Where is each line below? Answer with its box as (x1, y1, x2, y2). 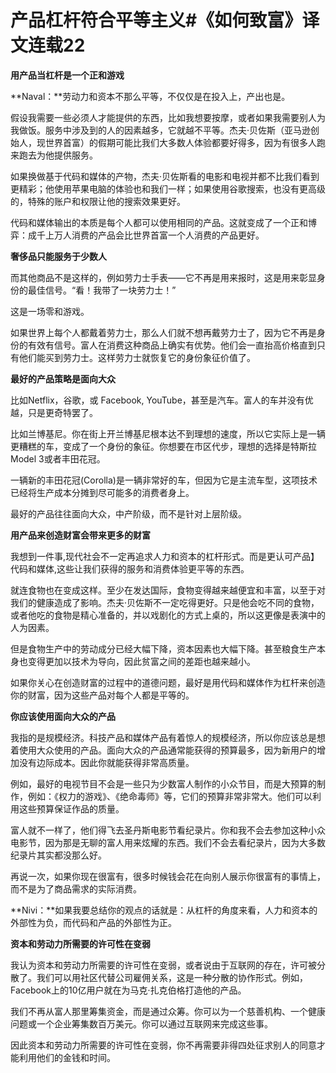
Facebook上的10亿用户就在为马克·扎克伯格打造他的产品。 (10, 984, 247, 996)
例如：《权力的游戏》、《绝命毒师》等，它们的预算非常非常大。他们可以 (27, 790, 313, 802)
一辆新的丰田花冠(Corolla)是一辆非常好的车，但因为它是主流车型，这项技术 (10, 474, 318, 486)
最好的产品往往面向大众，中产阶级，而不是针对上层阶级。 (10, 507, 247, 520)
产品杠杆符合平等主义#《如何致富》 (10, 9, 303, 32)
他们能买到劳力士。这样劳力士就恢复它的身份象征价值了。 (18, 351, 256, 363)
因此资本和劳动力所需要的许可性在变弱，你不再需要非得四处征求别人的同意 (10, 1039, 317, 1051)
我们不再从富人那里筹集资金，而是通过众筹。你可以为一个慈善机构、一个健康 (10, 1005, 326, 1017)
